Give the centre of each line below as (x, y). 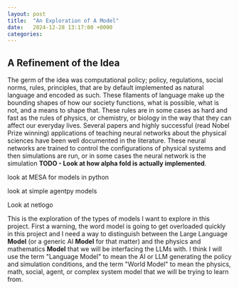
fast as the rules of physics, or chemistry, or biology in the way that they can (119, 118)
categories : (25, 34)
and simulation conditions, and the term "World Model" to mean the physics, (119, 264)
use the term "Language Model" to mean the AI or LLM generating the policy (119, 257)
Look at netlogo (30, 205)
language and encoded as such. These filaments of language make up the (116, 95)
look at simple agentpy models (52, 191)
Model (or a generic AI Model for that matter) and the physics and (104, 242)
